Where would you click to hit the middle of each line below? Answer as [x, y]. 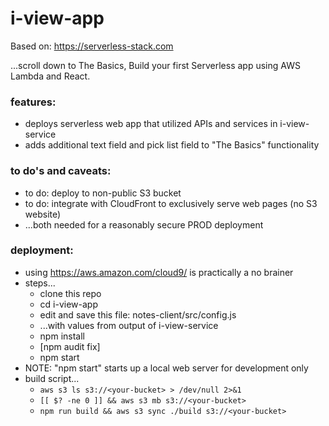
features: [33, 102]
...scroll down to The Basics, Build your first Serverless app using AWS [155, 65]
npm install [62, 336]
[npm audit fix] [70, 346]
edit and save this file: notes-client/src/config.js [138, 314]
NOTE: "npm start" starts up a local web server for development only [166, 368]
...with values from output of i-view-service [129, 325]
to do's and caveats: [61, 171]
